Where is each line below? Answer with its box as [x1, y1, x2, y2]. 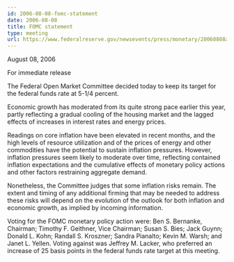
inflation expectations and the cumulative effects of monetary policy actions [7, 161, 225, 169]
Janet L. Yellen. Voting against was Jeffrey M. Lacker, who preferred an [7, 239, 212, 247]
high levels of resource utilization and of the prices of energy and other [7, 138, 212, 147]
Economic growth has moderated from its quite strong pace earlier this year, [7, 103, 226, 111]
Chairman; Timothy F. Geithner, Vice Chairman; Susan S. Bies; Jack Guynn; [7, 224, 223, 233]
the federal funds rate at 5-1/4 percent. [7, 90, 120, 98]
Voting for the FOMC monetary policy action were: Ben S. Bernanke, [7, 217, 203, 226]
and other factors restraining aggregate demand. [7, 168, 148, 177]
